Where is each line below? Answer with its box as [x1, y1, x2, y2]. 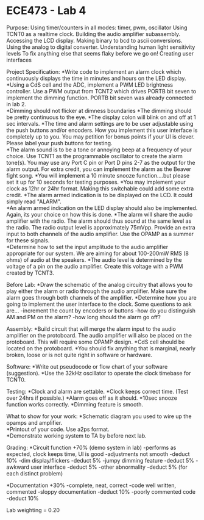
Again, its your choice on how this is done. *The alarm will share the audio [6, 211, 193, 218]
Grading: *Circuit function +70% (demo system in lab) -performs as [6, 444, 177, 451]
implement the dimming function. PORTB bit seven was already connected [6, 94, 193, 101]
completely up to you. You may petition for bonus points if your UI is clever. [6, 132, 195, 140]
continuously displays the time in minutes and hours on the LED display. [6, 74, 187, 82]
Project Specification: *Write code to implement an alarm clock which [6, 68, 181, 75]
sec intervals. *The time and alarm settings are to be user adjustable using [6, 120, 194, 127]
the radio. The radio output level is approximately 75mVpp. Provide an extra [6, 223, 196, 231]
